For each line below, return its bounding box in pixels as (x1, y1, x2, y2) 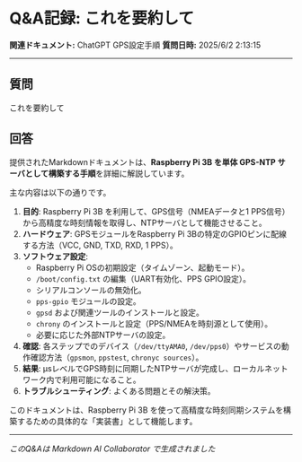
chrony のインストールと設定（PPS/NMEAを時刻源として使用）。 (35, 318, 272, 328)
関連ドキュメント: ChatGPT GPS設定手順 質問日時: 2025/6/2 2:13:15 (9, 39, 262, 50)
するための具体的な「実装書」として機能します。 (16, 415, 198, 426)
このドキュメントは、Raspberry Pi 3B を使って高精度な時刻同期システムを (9, 405, 284, 415)
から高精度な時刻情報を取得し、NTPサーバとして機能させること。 (22, 217, 267, 228)
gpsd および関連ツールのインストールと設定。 (35, 307, 204, 318)
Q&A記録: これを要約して (9, 8, 195, 29)
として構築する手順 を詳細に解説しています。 (24, 168, 190, 179)
